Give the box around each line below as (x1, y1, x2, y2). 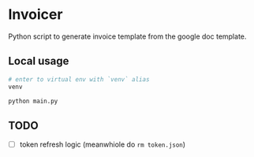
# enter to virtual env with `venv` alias (8, 75, 150, 84)
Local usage (8, 54, 69, 68)
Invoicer (8, 6, 63, 24)
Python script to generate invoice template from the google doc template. (8, 32, 247, 41)
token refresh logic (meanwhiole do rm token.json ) (19, 140, 186, 149)
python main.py (8, 97, 58, 105)
